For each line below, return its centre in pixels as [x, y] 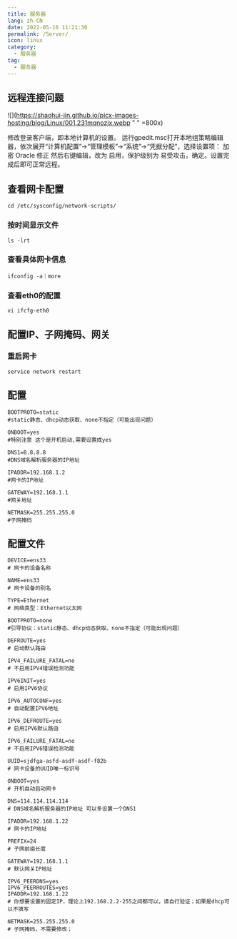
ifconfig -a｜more [34, 276]
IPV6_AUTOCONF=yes [35, 701]
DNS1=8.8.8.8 [27, 452]
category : [22, 47]
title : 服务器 [27, 14]
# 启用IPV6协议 [28, 689]
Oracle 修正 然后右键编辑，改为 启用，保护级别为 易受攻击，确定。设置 [119, 156]
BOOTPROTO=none [30, 621]
